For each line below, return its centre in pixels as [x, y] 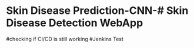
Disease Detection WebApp [75, 23]
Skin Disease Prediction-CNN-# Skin [97, 11]
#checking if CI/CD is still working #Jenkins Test [65, 39]
